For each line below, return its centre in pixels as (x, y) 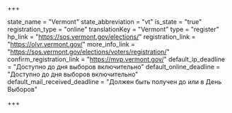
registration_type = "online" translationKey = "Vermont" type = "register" (113, 29)
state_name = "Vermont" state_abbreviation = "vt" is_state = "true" (105, 22)
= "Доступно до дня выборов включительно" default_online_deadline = (114, 67)
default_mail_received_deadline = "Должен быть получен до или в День (115, 82)
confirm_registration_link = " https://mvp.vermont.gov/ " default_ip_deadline (116, 59)
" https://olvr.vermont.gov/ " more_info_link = (71, 44)
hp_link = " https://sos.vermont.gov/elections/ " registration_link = (101, 37)
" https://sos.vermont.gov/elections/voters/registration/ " (88, 52)
